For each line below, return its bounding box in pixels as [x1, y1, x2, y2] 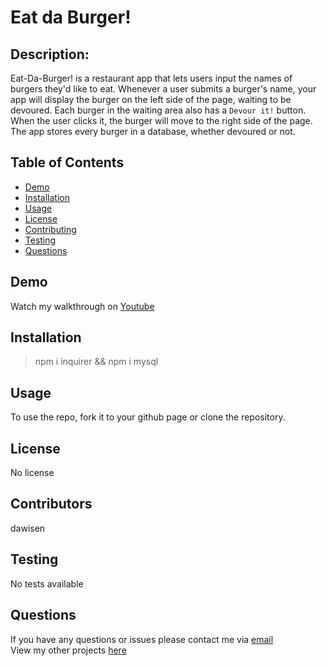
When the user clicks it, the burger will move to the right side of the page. [10, 115, 313, 126]
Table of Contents [10, 154, 125, 171]
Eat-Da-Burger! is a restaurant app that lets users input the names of [10, 72, 293, 84]
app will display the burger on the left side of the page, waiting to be [10, 94, 292, 105]
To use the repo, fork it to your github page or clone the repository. [10, 411, 286, 423]
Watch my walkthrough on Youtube [10, 300, 155, 312]
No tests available [10, 577, 84, 590]
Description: [10, 46, 90, 63]
